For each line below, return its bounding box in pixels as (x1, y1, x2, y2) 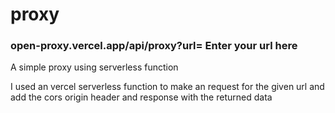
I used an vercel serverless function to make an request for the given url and (10, 81, 325, 93)
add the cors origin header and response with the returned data (10, 91, 273, 103)
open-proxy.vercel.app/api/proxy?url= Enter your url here (10, 39, 298, 53)
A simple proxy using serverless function (10, 61, 179, 73)
